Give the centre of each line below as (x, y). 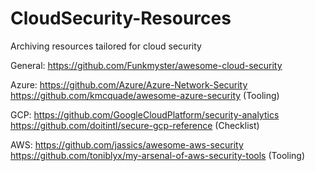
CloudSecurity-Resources (121, 18)
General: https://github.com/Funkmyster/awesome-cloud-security (146, 65)
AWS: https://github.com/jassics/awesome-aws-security (127, 144)
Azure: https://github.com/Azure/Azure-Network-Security (129, 84)
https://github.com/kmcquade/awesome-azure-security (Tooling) (145, 95)
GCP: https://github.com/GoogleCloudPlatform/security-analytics (145, 114)
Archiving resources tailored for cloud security (106, 46)
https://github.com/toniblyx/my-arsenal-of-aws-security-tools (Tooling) (158, 155)
